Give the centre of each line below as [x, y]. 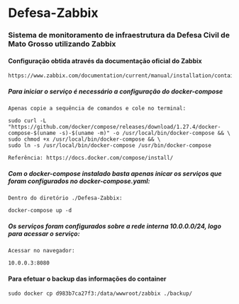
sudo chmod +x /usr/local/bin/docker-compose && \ [84, 139]
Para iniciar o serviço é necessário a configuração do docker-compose [116, 91]
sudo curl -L [27, 121]
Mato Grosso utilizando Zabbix [62, 44]
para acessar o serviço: [44, 233]
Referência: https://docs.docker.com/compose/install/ [91, 158]
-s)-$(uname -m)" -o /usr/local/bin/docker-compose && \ [145, 133]
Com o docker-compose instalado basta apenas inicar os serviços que [115, 173]
